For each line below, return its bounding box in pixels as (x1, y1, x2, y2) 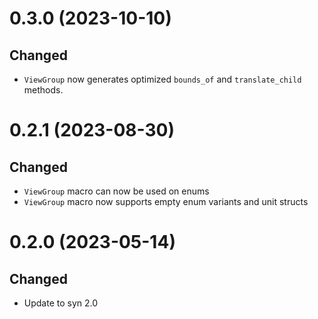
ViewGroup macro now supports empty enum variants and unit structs (23, 196, 309, 207)
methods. (23, 84, 64, 96)
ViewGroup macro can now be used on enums (23, 185, 210, 197)
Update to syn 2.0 (23, 297, 99, 309)
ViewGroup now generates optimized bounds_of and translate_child (23, 73, 302, 85)
